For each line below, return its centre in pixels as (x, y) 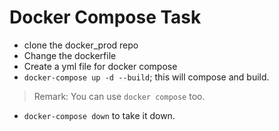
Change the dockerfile (70, 55)
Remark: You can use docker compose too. (119, 96)
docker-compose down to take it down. (99, 115)
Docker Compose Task (105, 17)
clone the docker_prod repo (81, 45)
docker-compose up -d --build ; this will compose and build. (146, 77)
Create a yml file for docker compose (100, 66)
